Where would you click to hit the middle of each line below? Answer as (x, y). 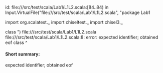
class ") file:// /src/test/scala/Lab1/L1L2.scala (51, 32)
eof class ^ (16, 42)
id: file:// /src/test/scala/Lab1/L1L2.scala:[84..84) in (57, 7)
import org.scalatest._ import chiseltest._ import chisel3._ (64, 22)
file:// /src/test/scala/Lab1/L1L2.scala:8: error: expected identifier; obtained (82, 37)
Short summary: (23, 54)
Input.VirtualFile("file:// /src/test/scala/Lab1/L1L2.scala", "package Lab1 (78, 12)
